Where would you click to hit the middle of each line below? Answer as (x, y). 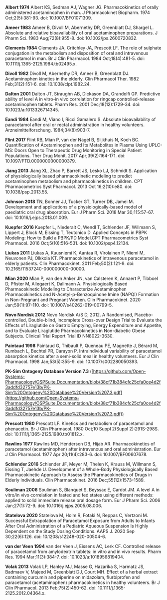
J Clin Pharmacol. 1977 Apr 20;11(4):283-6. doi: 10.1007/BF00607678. (77, 454)
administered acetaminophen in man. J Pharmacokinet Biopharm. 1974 (78, 12)
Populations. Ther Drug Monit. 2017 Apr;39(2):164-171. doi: (65, 155)
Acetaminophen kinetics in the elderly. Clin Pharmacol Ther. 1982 (72, 79)
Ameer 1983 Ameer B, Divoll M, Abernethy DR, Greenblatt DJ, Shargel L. (80, 27)
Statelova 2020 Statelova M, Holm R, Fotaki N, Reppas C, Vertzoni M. (77, 515)
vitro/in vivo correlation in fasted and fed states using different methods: (79, 495)
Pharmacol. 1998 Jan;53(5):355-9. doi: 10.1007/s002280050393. (72, 361)
